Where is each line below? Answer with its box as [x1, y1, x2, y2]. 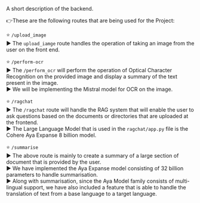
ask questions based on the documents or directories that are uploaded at [6, 113, 189, 119]
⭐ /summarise [6, 143, 39, 150]
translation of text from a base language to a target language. [6, 190, 157, 197]
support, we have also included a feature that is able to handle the [23, 184, 186, 190]
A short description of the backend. [6, 5, 94, 12]
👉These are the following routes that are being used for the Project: [6, 17, 175, 24]
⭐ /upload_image [6, 31, 47, 38]
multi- [175, 177, 190, 184]
